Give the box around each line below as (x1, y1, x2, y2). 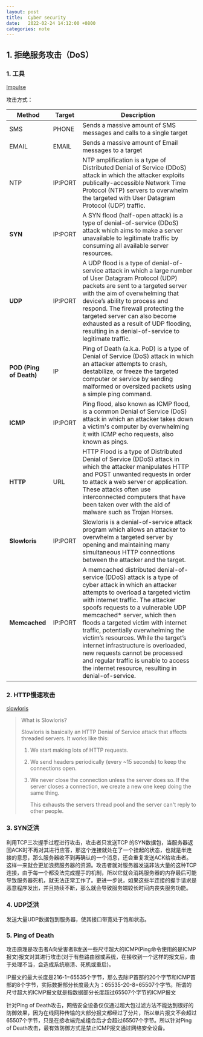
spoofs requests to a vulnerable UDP (82, 603, 187, 612)
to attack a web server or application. (82, 477, 188, 486)
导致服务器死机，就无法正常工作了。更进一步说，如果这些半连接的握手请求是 (6, 876, 197, 884)
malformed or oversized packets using (82, 382, 192, 391)
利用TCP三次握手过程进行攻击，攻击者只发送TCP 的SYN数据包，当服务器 (6, 838, 188, 846)
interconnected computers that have (82, 492, 186, 501)
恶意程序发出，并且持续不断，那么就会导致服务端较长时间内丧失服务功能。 (6, 884, 192, 891)
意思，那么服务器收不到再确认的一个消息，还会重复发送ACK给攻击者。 (16, 853, 192, 861)
